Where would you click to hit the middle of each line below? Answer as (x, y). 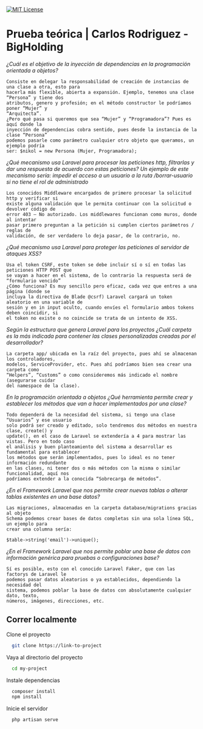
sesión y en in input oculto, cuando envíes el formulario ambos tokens (100, 307)
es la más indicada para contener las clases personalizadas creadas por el (101, 336)
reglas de (19, 230)
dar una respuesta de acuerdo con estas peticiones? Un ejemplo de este (98, 169)
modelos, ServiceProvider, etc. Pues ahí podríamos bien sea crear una (99, 364)
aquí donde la (24, 124)
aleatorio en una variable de (45, 302)
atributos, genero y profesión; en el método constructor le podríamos (99, 103)
